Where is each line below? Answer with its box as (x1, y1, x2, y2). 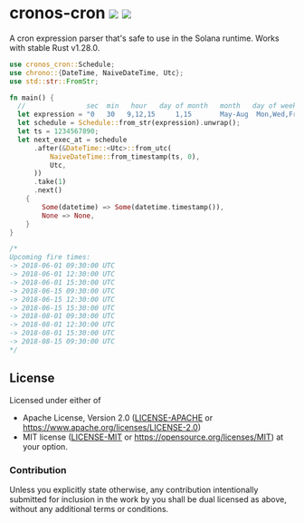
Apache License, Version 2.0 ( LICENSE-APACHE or (22, 412, 214, 423)
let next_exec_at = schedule (17, 135, 128, 144)
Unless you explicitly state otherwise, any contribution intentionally (9, 484, 259, 495)
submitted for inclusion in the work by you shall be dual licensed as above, (9, 493, 288, 505)
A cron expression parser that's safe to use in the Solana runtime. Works (9, 33, 280, 44)
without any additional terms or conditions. (9, 503, 169, 514)
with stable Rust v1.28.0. (9, 42, 100, 53)
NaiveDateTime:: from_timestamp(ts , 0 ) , (49, 152, 201, 161)
